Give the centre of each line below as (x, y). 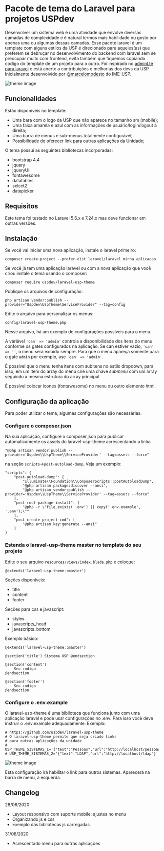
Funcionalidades (31, 99)
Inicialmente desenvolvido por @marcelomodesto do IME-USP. (68, 74)
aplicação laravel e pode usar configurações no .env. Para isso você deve (79, 718)
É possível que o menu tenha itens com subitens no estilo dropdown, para (79, 366)
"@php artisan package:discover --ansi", (65, 486)
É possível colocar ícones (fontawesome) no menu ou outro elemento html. (81, 386)
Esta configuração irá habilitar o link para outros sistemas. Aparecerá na (78, 772)
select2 (20, 186)
